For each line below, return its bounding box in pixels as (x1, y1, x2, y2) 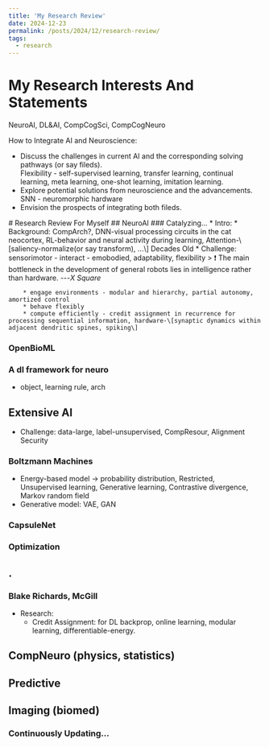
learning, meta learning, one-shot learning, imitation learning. (19, 177, 224, 187)
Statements (8, 93, 89, 112)
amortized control (8, 295, 70, 304)
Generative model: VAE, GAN (19, 500, 117, 510)
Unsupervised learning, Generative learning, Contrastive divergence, (19, 482, 249, 492)
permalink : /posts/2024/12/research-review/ (8, 27, 160, 35)
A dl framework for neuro (8, 364, 109, 375)
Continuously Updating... (8, 728, 110, 739)
